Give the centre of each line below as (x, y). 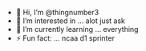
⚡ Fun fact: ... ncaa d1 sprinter (65, 38)
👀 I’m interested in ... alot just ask (71, 21)
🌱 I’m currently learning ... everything (77, 29)
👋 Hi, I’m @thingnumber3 (57, 12)
